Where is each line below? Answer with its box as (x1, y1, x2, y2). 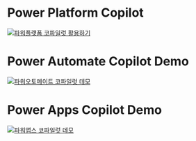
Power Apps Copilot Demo (7, 102, 162, 118)
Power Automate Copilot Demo (7, 53, 189, 69)
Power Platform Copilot (7, 5, 144, 21)
